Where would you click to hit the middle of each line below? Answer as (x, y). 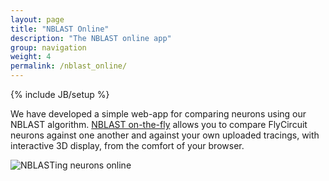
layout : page (37, 19)
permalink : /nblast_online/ (69, 66)
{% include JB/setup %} (60, 94)
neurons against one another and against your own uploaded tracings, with (165, 135)
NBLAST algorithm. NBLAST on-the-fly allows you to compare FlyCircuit (159, 124)
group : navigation (48, 47)
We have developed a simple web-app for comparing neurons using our (158, 114)
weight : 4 (31, 57)
